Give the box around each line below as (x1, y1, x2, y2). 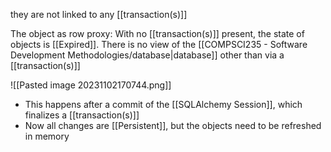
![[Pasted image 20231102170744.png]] (10, 79, 172, 91)
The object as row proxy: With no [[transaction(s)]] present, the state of (10, 28, 305, 39)
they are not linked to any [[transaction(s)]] (10, 9, 188, 20)
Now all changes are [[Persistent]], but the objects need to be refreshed (24, 120, 322, 131)
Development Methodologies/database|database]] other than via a (10, 49, 285, 61)
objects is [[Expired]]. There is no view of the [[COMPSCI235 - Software (10, 39, 308, 50)
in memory (24, 130, 70, 142)
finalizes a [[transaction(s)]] (24, 109, 140, 121)
